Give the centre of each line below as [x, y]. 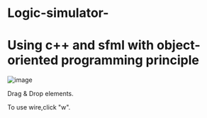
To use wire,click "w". [39, 107]
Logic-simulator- [58, 13]
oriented [33, 60]
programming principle [130, 60]
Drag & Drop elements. [41, 94]
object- [178, 46]
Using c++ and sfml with [81, 46]
